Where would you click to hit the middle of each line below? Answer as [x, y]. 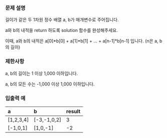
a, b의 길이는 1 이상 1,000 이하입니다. [42, 73]
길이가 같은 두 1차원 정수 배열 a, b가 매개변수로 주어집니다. [62, 20]
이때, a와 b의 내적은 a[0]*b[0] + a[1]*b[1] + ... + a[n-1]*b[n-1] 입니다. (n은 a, [82, 41]
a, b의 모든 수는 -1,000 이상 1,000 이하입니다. [50, 84]
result [73, 111]
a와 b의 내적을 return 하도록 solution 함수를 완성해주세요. [61, 30]
